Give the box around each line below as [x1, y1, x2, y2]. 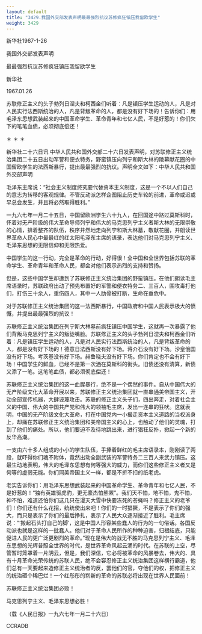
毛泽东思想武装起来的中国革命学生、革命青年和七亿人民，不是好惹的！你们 [6, 115, 191, 122]
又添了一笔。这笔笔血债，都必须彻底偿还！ [6, 368, 112, 375]
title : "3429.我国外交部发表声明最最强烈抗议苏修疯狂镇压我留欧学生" [6, 14, 161, 20]
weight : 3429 [6, 20, 39, 26]
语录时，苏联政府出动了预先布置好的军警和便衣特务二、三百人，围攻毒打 [11, 282, 191, 290]
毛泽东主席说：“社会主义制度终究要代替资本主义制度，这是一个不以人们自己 [6, 184, 194, 191]
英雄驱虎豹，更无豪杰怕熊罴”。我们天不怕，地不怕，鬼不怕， [45, 489, 195, 497]
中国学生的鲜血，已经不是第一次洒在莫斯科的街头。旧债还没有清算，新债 [16, 361, 196, 368]
